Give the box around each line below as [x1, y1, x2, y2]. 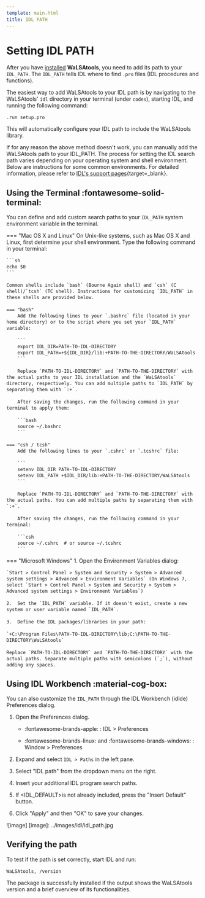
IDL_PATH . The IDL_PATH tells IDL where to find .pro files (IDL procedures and [6, 71, 199, 78]
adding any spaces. [6, 662, 56, 668]
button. [15, 798, 34, 805]
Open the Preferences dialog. [15, 713, 90, 721]
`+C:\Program [6, 631, 40, 638]
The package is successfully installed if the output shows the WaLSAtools [6, 879, 193, 886]
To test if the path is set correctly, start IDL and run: [6, 856, 136, 863]
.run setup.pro [6, 114, 45, 121]
